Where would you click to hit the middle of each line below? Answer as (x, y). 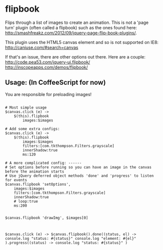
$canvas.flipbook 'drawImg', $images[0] (47, 218)
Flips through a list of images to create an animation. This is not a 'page (77, 22)
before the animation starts (35, 172)
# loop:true (26, 201)
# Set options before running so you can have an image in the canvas (78, 167)
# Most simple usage (26, 107)
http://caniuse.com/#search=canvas (42, 47)
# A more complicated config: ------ (43, 163)
